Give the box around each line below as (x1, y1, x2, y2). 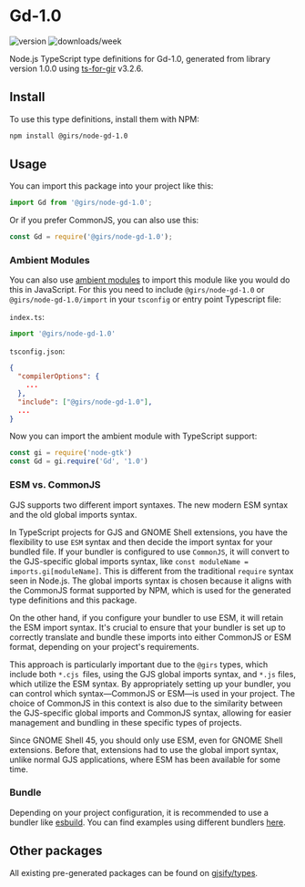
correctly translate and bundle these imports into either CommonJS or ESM (9, 631, 291, 643)
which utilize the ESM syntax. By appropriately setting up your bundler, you (9, 678, 291, 689)
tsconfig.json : (9, 346, 66, 356)
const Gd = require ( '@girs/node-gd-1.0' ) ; (9, 232, 173, 242)
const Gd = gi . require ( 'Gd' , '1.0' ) (9, 457, 148, 466)
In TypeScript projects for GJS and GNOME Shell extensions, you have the (9, 526, 289, 538)
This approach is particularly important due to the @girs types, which (9, 658, 269, 670)
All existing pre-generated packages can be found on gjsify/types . (9, 867, 258, 878)
